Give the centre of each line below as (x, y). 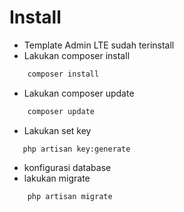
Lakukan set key (57, 130)
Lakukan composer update (79, 93)
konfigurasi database (67, 167)
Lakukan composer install (77, 55)
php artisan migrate (70, 196)
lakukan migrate (57, 178)
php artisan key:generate (76, 149)
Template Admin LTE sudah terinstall (99, 45)
